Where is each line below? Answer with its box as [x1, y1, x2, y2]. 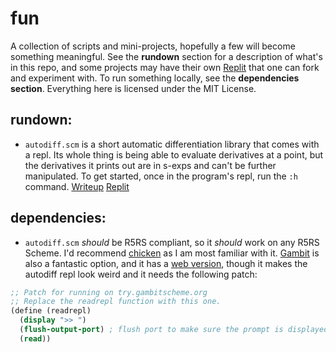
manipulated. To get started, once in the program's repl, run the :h [24, 170, 298, 182]
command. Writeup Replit [24, 180, 130, 192]
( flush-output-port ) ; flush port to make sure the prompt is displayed [19, 325, 329, 335]
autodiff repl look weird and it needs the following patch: [24, 268, 258, 280]
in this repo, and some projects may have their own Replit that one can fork [10, 61, 320, 73]
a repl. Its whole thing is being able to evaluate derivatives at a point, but [24, 148, 324, 161]
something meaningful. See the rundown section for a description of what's [10, 50, 323, 62]
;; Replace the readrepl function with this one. [10, 297, 222, 307]
